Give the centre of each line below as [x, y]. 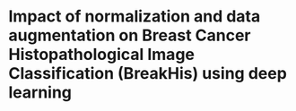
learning [40, 93]
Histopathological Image [101, 55]
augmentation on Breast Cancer [130, 35]
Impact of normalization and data [135, 17]
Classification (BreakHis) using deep [148, 74]
